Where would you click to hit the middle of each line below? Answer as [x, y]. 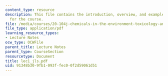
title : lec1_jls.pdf [27, 61]
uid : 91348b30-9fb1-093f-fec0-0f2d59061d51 [51, 65]
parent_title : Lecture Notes [35, 47]
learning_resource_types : [32, 33]
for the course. [26, 19]
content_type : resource [30, 10]
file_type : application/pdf [34, 28]
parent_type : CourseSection [34, 51]
